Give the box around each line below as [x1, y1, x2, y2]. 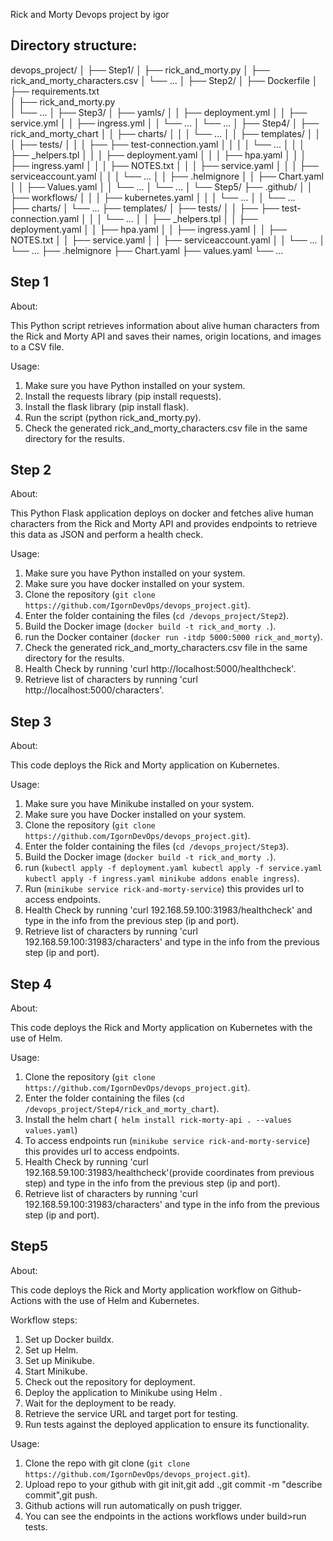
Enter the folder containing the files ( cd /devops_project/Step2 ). [24, 610, 290, 622]
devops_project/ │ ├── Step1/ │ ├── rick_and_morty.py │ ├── [10, 64, 270, 76]
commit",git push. [24, 1489, 98, 1501]
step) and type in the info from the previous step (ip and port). [24, 1177, 281, 1189]
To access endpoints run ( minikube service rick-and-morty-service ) [24, 1135, 311, 1147]
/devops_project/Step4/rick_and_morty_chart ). [24, 1103, 220, 1115]
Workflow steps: [10, 1314, 78, 1326]
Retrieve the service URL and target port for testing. [24, 1407, 239, 1419]
